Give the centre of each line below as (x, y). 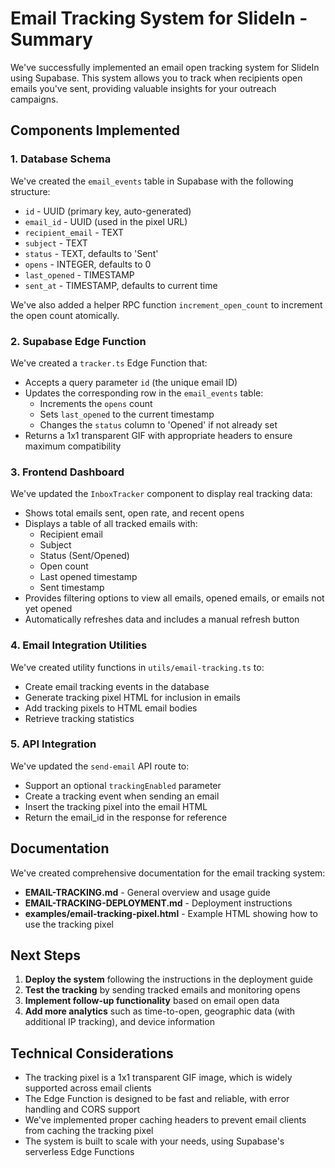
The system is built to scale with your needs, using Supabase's (154, 1141)
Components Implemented (95, 130)
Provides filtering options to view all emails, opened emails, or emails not (174, 598)
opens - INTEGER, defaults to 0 (88, 264)
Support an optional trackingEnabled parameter (123, 785)
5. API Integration (53, 744)
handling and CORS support (82, 1109)
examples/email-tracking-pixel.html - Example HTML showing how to (171, 913)
